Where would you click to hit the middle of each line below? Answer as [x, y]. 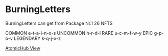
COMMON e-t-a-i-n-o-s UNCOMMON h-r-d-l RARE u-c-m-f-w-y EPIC [79, 33]
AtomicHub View [23, 48]
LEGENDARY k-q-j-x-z [37, 38]
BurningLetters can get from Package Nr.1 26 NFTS [59, 23]
